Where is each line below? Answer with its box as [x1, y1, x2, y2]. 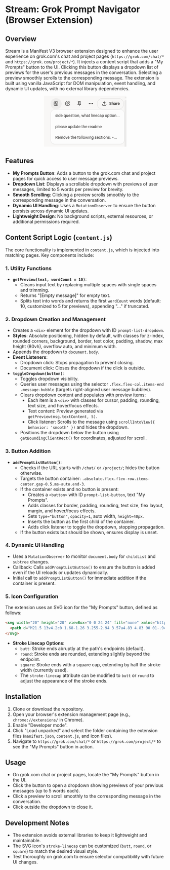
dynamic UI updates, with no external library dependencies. [5, 86, 130, 92]
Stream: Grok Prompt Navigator [5, 4, 140, 15]
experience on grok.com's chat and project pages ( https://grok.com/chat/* [5, 53, 164, 59]
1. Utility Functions [5, 264, 52, 272]
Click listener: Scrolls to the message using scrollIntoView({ [27, 419, 155, 425]
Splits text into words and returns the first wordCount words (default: [20, 297, 161, 304]
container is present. [12, 580, 56, 586]
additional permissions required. [12, 218, 80, 224]
